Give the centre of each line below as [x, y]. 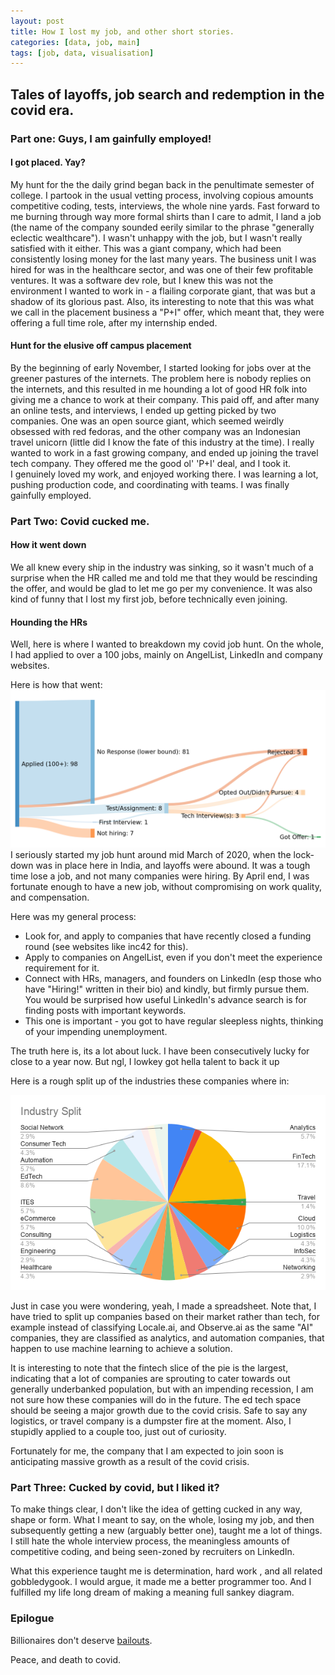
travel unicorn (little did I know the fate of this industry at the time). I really [162, 442]
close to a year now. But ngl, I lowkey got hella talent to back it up [145, 1062]
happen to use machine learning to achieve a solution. [121, 1348]
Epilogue [32, 1618]
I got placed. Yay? [48, 162]
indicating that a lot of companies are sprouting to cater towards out [150, 1378]
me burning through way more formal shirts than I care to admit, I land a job [166, 216]
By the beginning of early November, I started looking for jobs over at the [161, 367]
